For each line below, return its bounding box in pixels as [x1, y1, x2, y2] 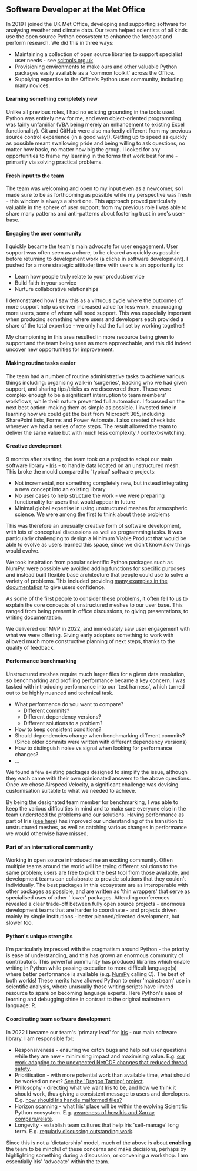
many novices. [14, 82, 51, 89]
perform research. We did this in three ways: [6, 39, 114, 46]
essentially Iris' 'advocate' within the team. [6, 1157, 110, 1165]
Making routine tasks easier [6, 359, 76, 367]
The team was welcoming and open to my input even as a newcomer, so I [6, 185, 184, 192]
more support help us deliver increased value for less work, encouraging [6, 303, 182, 310]
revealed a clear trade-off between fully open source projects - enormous [6, 901, 185, 908]
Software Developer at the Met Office [6, 5, 146, 15]
